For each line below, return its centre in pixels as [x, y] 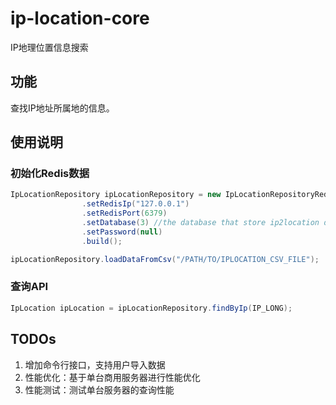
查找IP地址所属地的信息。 [62, 108]
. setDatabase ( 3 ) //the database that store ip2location [200, 223]
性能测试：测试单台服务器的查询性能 [99, 389]
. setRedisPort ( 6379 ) [124, 213]
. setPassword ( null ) [122, 232]
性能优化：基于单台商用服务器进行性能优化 [112, 377]
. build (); [102, 241]
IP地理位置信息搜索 [49, 47]
